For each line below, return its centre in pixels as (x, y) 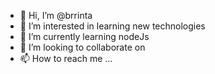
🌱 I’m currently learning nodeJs (84, 36)
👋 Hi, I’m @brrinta (56, 15)
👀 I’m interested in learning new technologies (112, 26)
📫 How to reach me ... (66, 58)
